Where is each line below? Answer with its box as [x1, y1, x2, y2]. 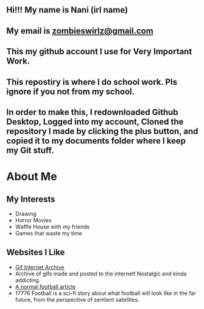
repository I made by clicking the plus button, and [6, 126, 199, 136]
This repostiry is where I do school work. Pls [6, 76, 178, 87]
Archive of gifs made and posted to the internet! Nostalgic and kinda [15, 270, 187, 277]
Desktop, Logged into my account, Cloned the [6, 116, 184, 127]
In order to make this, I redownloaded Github [6, 107, 178, 117]
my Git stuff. [6, 145, 54, 155]
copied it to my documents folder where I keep [6, 136, 186, 146]
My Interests [6, 194, 55, 204]
